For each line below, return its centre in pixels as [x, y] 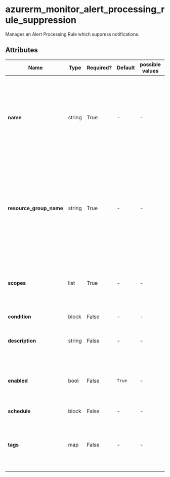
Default [126, 67]
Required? [99, 67]
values [150, 71]
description [22, 340]
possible [150, 64]
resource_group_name [35, 208]
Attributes [22, 50]
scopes [17, 283]
